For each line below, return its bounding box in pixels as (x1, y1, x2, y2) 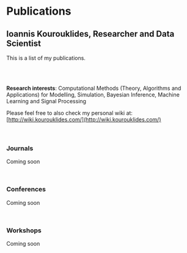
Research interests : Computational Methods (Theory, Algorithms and (6, 84, 182, 92)
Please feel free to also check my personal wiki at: (6, 109, 133, 117)
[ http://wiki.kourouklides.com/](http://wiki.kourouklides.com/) (6, 116, 161, 123)
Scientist (6, 38, 42, 48)
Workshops (6, 226, 42, 235)
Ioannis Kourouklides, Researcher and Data (6, 29, 175, 39)
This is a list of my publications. (6, 54, 86, 62)
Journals (6, 144, 34, 152)
